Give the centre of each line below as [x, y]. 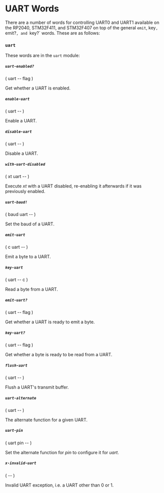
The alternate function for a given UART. [46, 420]
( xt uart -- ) [17, 177]
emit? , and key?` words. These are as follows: [53, 33]
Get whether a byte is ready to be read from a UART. [59, 354]
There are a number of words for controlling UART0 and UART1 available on [82, 22]
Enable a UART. [21, 121]
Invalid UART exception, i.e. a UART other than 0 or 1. [59, 485]
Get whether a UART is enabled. [38, 88]
